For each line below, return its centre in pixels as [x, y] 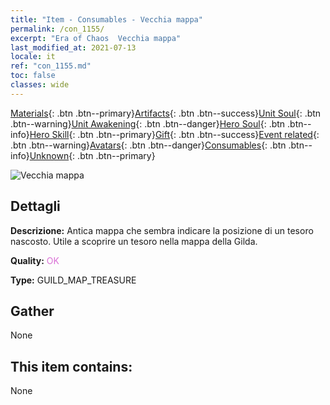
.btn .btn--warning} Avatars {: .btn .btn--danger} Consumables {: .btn [148, 145]
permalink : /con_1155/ [57, 29]
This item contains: [71, 366]
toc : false [33, 76]
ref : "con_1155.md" [51, 66]
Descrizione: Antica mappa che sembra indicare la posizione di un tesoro [162, 230]
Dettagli [35, 206]
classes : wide [40, 85]
